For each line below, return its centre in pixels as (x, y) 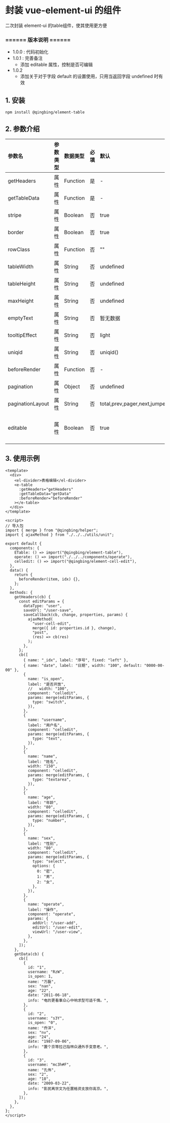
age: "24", (39, 1037)
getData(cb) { (29, 954)
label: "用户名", (45, 725)
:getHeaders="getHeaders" (46, 489)
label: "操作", (43, 910)
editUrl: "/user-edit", (57, 927)
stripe (15, 215)
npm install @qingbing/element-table (45, 112)
